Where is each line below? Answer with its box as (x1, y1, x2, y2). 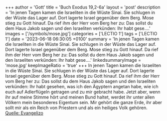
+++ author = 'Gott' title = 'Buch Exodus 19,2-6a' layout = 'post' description (5, 4, 161, 10)
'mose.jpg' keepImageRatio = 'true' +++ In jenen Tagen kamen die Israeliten (5, 62, 161, 68)
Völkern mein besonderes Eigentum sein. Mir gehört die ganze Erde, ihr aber (5, 100, 163, 105)
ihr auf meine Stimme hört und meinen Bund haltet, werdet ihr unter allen (5, 94, 155, 100)
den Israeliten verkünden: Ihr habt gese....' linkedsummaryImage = (5, 57, 141, 63)
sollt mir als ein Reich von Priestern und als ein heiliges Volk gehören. (5, 105, 148, 111)
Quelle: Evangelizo (5, 110, 43, 116)
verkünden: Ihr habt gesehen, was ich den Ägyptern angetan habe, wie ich (5, 84, 159, 89)
